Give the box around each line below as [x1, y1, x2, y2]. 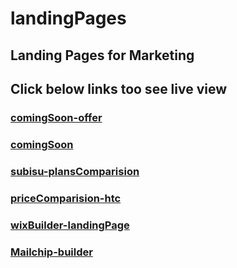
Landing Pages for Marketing [10, 47, 195, 64]
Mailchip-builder [10, 245, 93, 259]
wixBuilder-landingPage [10, 218, 130, 232]
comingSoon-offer [10, 110, 103, 124]
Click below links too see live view [10, 80, 228, 97]
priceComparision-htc [10, 191, 122, 205]
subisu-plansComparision [10, 164, 140, 178]
